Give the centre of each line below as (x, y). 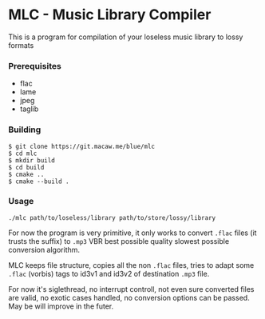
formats (21, 45)
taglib (29, 109)
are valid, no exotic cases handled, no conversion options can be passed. (129, 297)
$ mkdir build (32, 160)
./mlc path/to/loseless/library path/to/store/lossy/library (112, 217)
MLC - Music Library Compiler (110, 15)
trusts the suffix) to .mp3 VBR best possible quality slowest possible (119, 241)
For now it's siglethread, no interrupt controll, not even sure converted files (131, 289)
